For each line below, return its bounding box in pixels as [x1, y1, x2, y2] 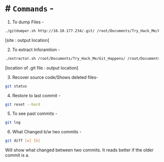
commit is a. [5, 152, 30, 158]
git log [5, 120, 21, 125]
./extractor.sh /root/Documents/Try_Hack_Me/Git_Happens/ [5, 56, 125, 61]
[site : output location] [5, 37, 50, 43]
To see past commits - [12, 110, 58, 117]
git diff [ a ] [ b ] [5, 138, 41, 144]
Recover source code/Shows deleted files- [12, 74, 99, 80]
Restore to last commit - [12, 92, 61, 98]
